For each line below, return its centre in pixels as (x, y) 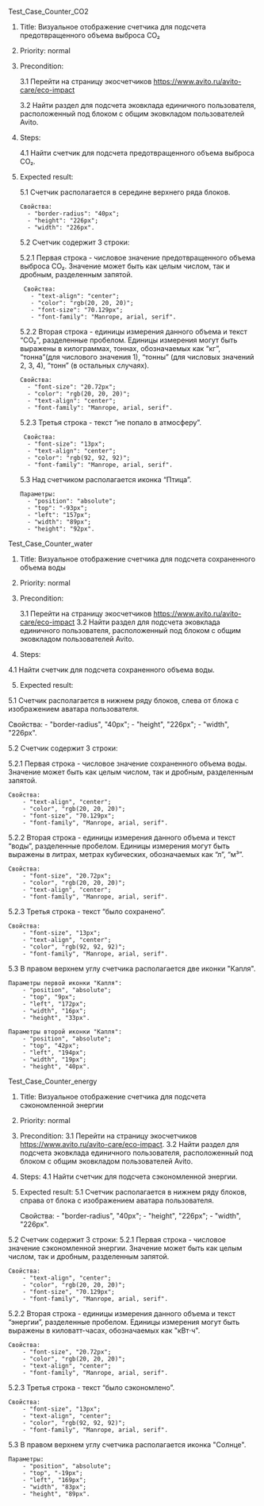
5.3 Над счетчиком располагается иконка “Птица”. (105, 479)
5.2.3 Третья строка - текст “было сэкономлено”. (92, 1388)
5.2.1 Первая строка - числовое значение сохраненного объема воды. (128, 763)
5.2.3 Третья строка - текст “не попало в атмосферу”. (111, 423)
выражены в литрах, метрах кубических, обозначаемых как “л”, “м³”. (126, 854)
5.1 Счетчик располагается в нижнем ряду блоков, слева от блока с (124, 701)
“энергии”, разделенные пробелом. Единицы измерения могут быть (124, 1322)
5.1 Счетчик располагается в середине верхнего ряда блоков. (125, 192)
